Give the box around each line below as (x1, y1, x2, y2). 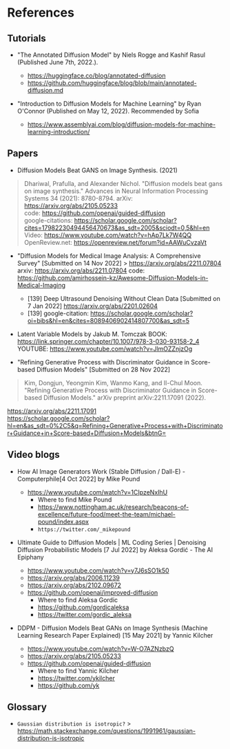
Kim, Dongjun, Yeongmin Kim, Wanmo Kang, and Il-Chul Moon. (23, 378, 203, 387)
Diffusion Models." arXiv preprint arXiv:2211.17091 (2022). (43, 393, 207, 402)
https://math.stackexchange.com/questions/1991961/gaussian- (17, 727, 196, 735)
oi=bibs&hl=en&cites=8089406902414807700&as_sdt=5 (27, 316, 190, 324)
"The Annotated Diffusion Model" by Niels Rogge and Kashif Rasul (17, 50, 205, 59)
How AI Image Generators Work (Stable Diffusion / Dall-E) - (17, 467, 186, 475)
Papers (7, 147, 39, 160)
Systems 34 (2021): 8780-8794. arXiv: (23, 194, 133, 202)
